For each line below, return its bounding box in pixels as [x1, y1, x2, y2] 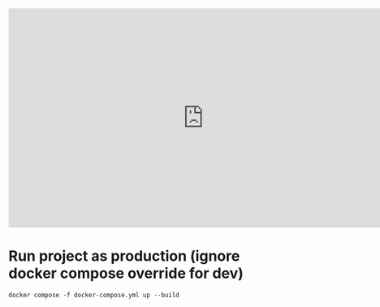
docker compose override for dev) [8, 264, 244, 283]
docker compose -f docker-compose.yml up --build [8, 291, 180, 299]
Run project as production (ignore [8, 247, 240, 266]
